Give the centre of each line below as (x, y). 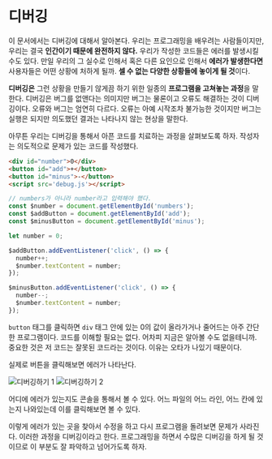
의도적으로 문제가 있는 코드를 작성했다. (78, 146)
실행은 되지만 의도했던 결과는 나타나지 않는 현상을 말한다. (98, 118)
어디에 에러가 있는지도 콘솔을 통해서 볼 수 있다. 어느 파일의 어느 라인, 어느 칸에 (132, 399)
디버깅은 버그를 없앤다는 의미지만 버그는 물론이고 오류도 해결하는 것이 (135, 98)
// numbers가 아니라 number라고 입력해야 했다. (80, 199)
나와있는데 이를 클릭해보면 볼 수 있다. (82, 409)
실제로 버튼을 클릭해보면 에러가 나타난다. (72, 364)
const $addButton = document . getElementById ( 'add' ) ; (99, 214)
